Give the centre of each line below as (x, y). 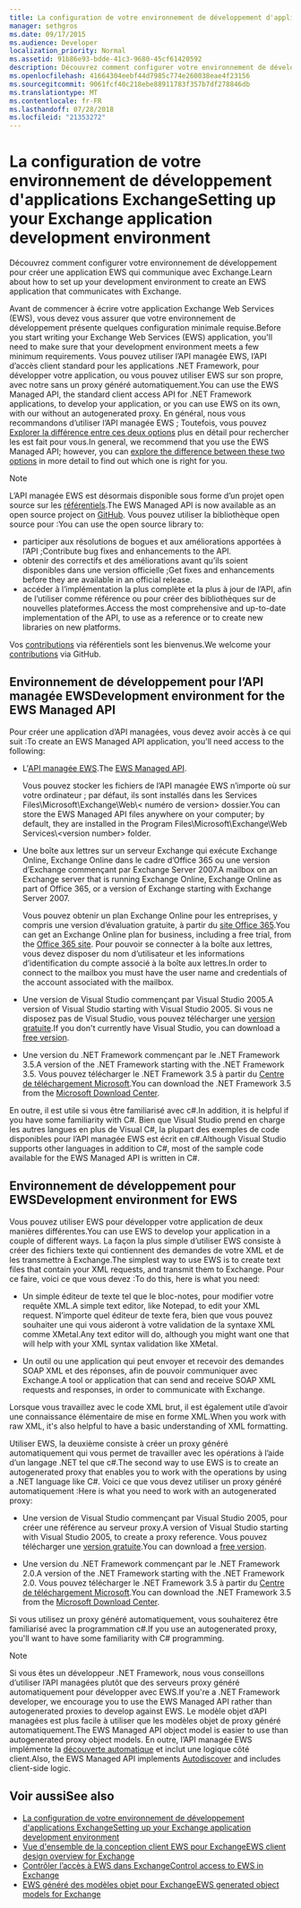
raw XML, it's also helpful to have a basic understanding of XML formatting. (149, 1426)
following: (27, 751)
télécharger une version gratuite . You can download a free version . (144, 1546)
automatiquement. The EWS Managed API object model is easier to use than (149, 1730)
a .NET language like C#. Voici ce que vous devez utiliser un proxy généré (146, 1481)
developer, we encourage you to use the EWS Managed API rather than (141, 1701)
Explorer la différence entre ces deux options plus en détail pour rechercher (149, 433)
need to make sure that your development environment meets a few (134, 347)
